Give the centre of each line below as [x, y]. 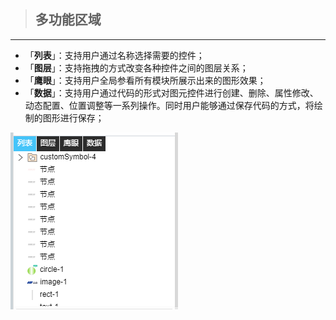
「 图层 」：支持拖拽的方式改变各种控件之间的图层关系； [136, 67]
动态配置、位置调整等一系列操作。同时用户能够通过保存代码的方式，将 [169, 105]
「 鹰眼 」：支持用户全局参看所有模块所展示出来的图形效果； [145, 80]
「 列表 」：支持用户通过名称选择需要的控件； [114, 55]
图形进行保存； [73, 117]
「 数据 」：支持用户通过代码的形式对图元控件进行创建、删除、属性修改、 [171, 92]
